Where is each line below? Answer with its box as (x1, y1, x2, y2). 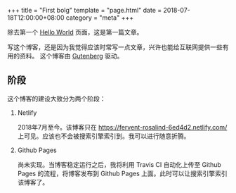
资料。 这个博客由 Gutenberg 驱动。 (19, 52, 124, 60)
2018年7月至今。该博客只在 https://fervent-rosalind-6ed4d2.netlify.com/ (17, 123, 228, 131)
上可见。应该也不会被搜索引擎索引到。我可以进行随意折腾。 (17, 132, 190, 140)
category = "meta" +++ (65, 13, 134, 22)
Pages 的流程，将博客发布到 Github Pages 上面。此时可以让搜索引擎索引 (17, 169, 228, 178)
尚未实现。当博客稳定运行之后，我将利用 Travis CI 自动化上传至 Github (17, 160, 221, 168)
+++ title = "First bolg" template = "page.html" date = (7, 6, 162, 14)
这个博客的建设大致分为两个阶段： (7, 94, 106, 103)
